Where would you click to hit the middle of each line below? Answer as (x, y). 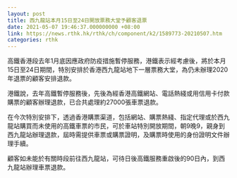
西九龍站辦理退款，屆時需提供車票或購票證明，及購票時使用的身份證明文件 (115, 135)
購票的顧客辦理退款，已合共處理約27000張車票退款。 (85, 102)
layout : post (26, 14)
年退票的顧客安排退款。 (41, 79)
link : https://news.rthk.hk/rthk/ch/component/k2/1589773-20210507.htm (115, 33)
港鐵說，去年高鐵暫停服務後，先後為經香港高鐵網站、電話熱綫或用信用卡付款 (119, 94)
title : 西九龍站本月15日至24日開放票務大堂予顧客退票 (77, 20)
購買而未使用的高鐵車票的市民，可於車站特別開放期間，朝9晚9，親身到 (122, 126)
